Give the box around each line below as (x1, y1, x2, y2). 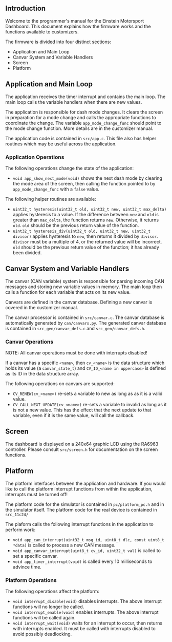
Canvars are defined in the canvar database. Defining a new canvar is (5, 299, 153, 305)
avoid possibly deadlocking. (12, 631, 72, 637)
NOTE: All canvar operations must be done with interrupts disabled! (5, 350, 147, 356)
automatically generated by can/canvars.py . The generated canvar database (5, 319, 166, 326)
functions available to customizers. (5, 28, 79, 35)
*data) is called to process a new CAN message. (12, 542, 116, 548)
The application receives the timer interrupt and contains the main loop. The (5, 93, 166, 100)
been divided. (12, 249, 42, 256)
